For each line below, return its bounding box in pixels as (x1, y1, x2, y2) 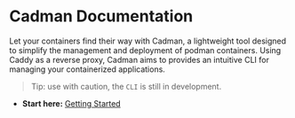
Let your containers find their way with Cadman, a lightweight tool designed (9, 35, 287, 46)
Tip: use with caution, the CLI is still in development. (30, 81, 222, 91)
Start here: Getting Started (21, 98, 122, 108)
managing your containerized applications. (9, 64, 166, 75)
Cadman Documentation (9, 6, 194, 27)
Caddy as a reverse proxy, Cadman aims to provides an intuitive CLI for (9, 54, 269, 65)
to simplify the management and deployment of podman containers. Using (9, 44, 282, 55)
